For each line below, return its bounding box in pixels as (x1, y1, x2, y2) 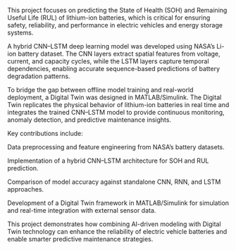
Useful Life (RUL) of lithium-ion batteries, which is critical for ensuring (7, 13, 211, 22)
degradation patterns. (7, 72, 70, 80)
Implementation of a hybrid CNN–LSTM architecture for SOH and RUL (7, 156, 209, 165)
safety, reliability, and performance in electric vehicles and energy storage (7, 21, 223, 29)
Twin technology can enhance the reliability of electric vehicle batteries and (7, 227, 228, 235)
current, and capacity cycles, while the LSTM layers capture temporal (7, 57, 209, 65)
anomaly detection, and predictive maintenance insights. (7, 115, 171, 124)
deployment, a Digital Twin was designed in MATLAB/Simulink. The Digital (7, 93, 222, 101)
